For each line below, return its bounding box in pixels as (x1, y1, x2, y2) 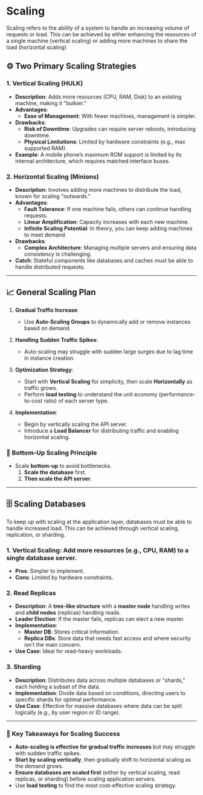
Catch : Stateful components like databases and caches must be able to (14, 257, 193, 264)
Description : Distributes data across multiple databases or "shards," (14, 676, 185, 684)
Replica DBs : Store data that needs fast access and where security (24, 635, 192, 642)
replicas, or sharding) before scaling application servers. (14, 776, 156, 783)
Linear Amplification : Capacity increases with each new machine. (24, 218, 189, 225)
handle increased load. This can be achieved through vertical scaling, (6, 525, 179, 532)
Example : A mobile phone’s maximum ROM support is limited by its (14, 151, 182, 158)
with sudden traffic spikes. (14, 750, 82, 757)
